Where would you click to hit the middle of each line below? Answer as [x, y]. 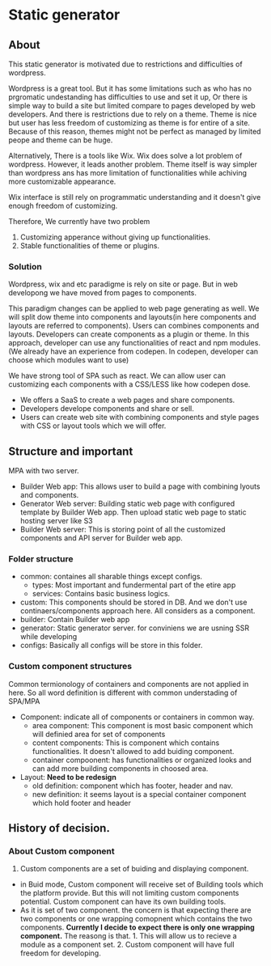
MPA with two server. [44, 471]
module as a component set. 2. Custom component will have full [127, 945]
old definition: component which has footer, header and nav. [132, 786]
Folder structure [41, 559]
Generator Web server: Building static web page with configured [127, 504]
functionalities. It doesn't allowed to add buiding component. [133, 751]
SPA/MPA [24, 701]
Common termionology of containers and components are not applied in [129, 684]
